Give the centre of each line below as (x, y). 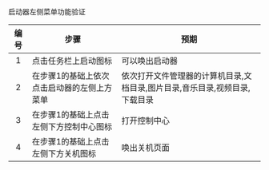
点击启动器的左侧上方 (72, 88)
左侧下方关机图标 (64, 154)
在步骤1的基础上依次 (70, 76)
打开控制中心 (146, 121)
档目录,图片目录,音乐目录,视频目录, (186, 88)
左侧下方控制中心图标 (72, 127)
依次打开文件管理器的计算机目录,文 (187, 76)
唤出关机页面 (146, 148)
